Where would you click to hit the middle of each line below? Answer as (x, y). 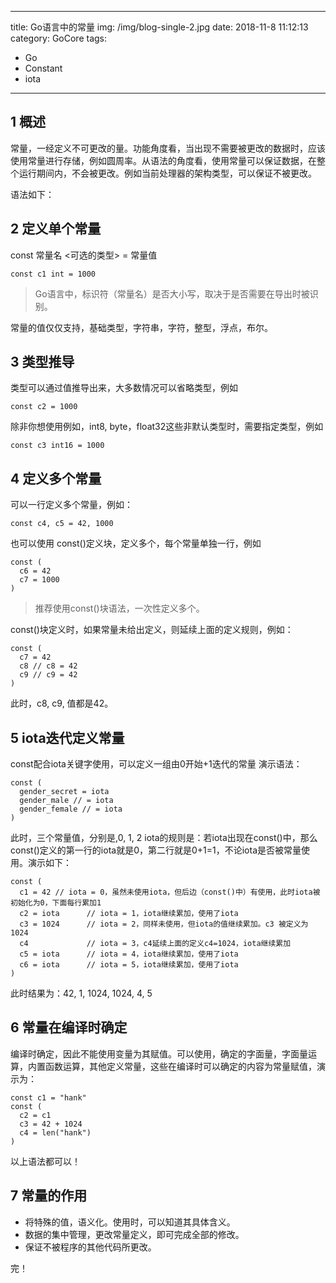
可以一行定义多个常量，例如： (71, 505)
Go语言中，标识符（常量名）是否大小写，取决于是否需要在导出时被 (172, 293)
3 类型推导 (42, 362)
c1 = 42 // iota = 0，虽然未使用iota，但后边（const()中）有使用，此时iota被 (170, 892)
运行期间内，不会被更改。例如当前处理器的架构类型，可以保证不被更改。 (167, 173)
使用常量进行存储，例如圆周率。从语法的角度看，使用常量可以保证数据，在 (163, 160)
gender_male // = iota (66, 801)
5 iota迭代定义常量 (67, 737)
